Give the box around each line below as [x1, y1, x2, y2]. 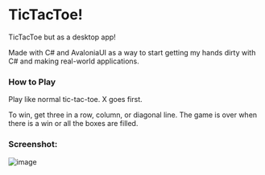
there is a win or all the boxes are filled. [8, 119, 139, 128]
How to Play [8, 76, 56, 87]
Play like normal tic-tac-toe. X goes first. [8, 95, 143, 104]
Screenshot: [8, 139, 58, 150]
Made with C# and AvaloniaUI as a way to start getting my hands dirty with [8, 47, 256, 57]
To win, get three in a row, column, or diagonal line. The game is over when [8, 110, 258, 120]
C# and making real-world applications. [8, 56, 139, 66]
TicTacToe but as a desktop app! [8, 32, 117, 42]
